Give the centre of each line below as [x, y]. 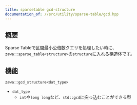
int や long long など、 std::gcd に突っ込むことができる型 [75, 97]
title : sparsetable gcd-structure [40, 10]
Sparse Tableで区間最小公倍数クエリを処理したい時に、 [61, 48]
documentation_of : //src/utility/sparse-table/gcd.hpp [62, 14]
